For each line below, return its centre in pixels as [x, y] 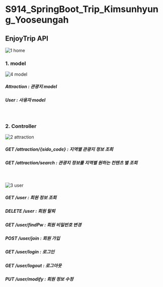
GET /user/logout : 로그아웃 [33, 265]
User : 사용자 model [25, 100]
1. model [16, 63]
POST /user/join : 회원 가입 [33, 238]
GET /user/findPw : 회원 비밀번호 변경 [43, 225]
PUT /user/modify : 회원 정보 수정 [39, 279]
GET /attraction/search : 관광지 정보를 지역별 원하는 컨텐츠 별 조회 [71, 163]
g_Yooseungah [37, 20]
